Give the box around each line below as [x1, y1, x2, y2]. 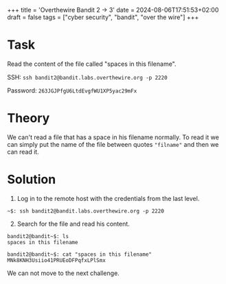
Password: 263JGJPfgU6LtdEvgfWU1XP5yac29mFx [7, 86, 137, 95]
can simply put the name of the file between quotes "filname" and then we [7, 140, 219, 148]
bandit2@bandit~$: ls [7, 233, 69, 239]
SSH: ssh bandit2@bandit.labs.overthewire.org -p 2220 [7, 73, 168, 81]
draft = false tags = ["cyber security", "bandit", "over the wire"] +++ [7, 13, 199, 21]
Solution [7, 171, 56, 187]
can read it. [7, 147, 39, 156]
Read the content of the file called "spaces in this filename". [7, 60, 177, 68]
